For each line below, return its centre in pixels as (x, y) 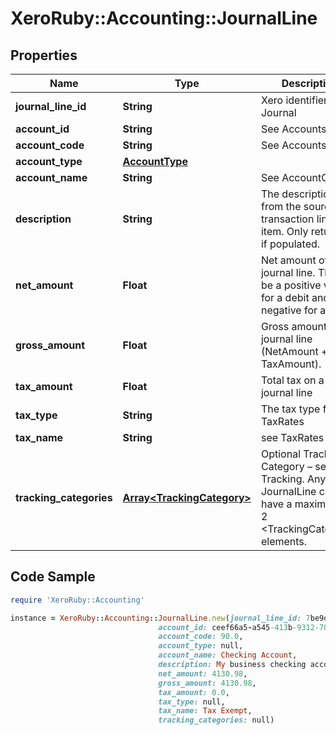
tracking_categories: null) (216, 720)
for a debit (285, 297)
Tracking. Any (293, 479)
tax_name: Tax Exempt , (205, 711)
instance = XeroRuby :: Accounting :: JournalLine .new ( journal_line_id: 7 (160, 618)
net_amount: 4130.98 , (203, 673)
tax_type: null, (192, 702)
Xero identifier (294, 100)
